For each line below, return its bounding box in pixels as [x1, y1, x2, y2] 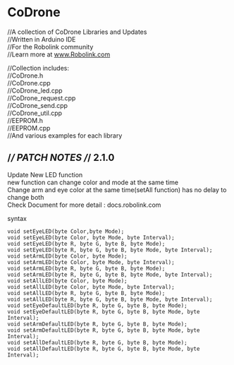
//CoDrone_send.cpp [7, 101, 68, 109]
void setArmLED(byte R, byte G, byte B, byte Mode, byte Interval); [7, 271, 213, 278]
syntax [7, 214, 27, 222]
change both [7, 193, 44, 201]
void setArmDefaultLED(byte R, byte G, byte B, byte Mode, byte [7, 326, 200, 334]
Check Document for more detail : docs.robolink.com [7, 201, 161, 209]
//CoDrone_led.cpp [7, 86, 63, 95]
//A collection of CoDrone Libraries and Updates [7, 28, 147, 36]
